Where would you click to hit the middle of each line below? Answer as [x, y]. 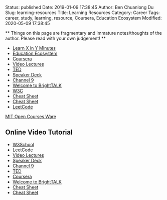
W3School [23, 144]
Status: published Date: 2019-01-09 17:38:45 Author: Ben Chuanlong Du [79, 7]
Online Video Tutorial [39, 132]
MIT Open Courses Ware [31, 117]
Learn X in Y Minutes [34, 48]
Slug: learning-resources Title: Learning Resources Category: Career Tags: [82, 13]
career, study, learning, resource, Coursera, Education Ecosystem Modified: [83, 18]
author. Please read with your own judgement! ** [56, 38]
